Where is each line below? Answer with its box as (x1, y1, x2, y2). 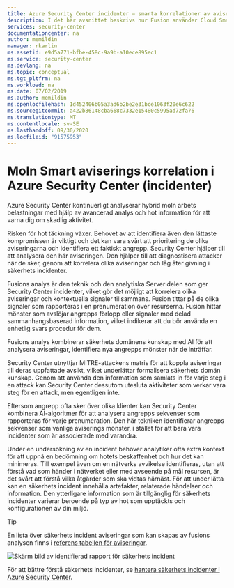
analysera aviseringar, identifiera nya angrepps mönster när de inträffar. (7, 346, 213, 354)
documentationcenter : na (7, 29, 79, 37)
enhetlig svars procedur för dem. (7, 325, 102, 333)
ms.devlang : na (7, 62, 52, 69)
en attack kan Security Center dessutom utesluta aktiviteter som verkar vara (7, 381, 226, 389)
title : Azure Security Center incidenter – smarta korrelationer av (7, 10, 210, 17)
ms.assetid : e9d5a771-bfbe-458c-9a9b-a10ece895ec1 (7, 49, 157, 56)
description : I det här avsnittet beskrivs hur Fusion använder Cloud (7, 17, 217, 24)
